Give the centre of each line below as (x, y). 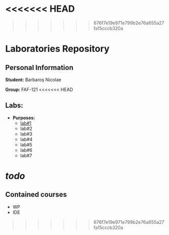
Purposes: (24, 118)
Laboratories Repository (58, 49)
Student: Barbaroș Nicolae (33, 80)
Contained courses (36, 195)
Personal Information (39, 67)
